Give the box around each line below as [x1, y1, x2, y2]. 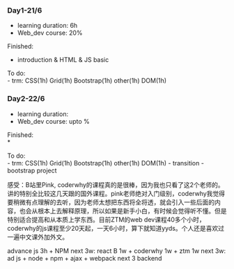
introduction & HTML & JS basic [17, 56, 109, 64]
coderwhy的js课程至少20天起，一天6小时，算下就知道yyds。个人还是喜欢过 [7, 224, 225, 232]
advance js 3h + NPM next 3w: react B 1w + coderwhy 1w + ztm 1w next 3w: [7, 246, 226, 255]
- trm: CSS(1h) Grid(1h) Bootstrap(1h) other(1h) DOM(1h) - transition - [7, 158, 204, 167]
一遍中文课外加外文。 [7, 232, 68, 241]
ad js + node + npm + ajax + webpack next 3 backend [7, 254, 162, 262]
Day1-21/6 [7, 6, 42, 15]
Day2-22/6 [7, 94, 45, 104]
